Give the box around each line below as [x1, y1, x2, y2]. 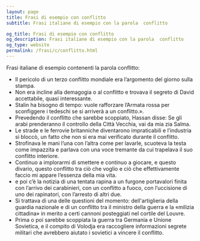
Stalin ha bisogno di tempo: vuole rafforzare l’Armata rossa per [14, 101, 170, 108]
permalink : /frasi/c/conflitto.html [6, 47, 98, 54]
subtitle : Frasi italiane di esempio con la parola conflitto [6, 20, 168, 26]
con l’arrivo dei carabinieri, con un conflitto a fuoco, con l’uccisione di [14, 184, 187, 191]
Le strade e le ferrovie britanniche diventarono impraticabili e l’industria [14, 127, 192, 134]
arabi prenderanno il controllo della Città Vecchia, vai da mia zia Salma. [14, 120, 191, 127]
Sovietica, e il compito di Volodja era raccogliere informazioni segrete [14, 222, 187, 230]
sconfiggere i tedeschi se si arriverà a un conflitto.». [14, 108, 144, 115]
